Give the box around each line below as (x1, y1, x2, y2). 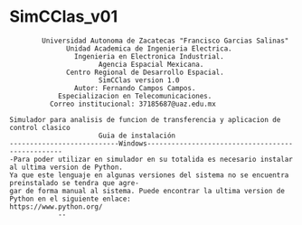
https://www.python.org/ (9, 202, 103, 211)
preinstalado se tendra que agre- (9, 178, 140, 187)
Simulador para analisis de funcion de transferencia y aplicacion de (9, 115, 281, 124)
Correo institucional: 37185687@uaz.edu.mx (49, 99, 217, 108)
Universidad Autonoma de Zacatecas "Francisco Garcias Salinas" (42, 36, 289, 45)
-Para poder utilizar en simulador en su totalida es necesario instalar (9, 155, 294, 164)
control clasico (9, 123, 71, 132)
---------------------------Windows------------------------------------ (9, 138, 294, 148)
